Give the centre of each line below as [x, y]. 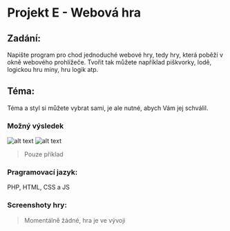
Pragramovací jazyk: [42, 172]
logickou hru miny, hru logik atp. [53, 70]
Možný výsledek [36, 126]
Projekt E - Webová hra [74, 13]
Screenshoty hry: [37, 205]
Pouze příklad [44, 154]
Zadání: [24, 38]
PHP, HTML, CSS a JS [39, 187]
